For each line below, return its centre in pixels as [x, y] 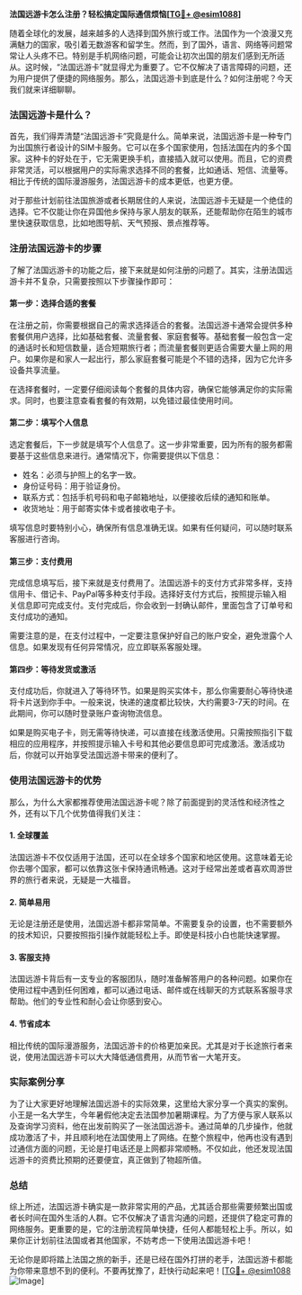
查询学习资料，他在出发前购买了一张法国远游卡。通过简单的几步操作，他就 [155, 1126]
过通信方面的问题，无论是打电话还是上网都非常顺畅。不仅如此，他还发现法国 [151, 1148]
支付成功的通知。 [41, 616]
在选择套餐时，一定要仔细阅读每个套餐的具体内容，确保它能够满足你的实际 [147, 389]
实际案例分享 [37, 1082]
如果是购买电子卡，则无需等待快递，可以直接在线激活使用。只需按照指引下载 [151, 733]
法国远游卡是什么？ [51, 114]
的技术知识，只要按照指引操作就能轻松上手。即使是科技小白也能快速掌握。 [147, 935]
